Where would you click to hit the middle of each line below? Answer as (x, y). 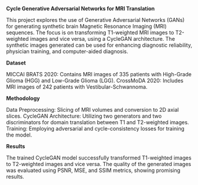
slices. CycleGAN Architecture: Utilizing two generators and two (84, 116)
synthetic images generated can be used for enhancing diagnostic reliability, (99, 45)
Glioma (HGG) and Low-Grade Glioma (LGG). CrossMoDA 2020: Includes (95, 80)
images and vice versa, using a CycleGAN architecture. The (103, 39)
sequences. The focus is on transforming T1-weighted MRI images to (90, 33)
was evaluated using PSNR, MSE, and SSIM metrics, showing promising (93, 170)
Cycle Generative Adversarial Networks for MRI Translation (80, 9)
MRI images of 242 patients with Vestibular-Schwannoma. (77, 87)
